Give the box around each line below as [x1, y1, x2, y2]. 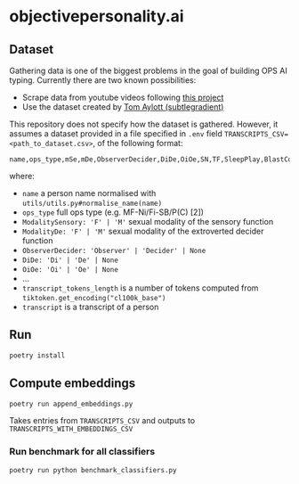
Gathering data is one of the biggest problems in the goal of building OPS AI [9, 65, 287, 76]
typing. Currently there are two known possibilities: [9, 75, 197, 86]
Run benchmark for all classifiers [9, 446, 156, 458]
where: [9, 171, 36, 181]
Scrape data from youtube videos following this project [21, 92, 224, 103]
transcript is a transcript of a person [21, 301, 159, 312]
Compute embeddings [9, 376, 136, 391]
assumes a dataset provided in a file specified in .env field [9, 128, 222, 139]
